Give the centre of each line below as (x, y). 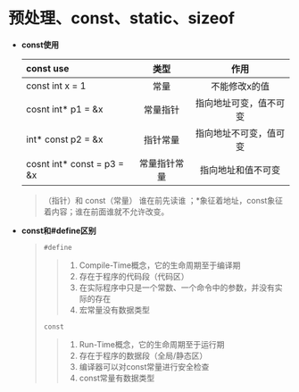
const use (47, 68)
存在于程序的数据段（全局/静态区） (143, 355)
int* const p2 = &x (64, 139)
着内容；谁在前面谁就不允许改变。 (106, 212)
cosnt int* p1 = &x (64, 109)
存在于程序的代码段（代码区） (134, 276)
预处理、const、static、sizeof (122, 18)
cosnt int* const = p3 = (75, 163)
